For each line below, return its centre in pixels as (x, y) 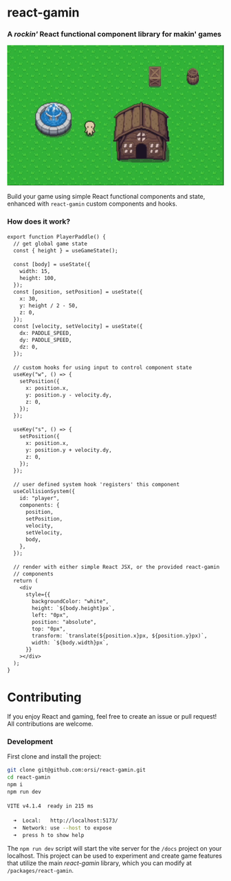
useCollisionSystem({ (44, 491)
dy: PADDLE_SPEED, (46, 340)
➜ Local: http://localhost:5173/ (66, 821)
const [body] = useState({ (52, 264)
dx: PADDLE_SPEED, (46, 333)
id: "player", (40, 498)
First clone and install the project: (54, 757)
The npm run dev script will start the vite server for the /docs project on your (114, 848)
